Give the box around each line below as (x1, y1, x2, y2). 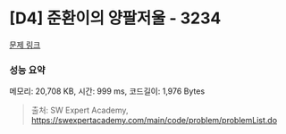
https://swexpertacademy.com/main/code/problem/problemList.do (30, 115, 278, 126)
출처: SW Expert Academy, (30, 105, 129, 116)
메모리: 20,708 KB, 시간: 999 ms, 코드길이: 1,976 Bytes (9, 86, 206, 96)
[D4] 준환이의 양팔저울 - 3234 (9, 8, 222, 29)
